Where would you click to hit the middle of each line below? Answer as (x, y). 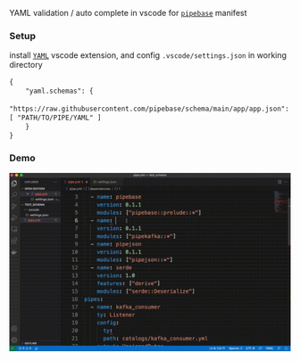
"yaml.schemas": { (59, 91)
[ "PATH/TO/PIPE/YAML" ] (55, 118)
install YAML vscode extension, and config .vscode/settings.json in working (148, 55)
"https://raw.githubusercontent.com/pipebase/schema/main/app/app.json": (150, 109)
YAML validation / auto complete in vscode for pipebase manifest (128, 13)
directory (26, 65)
